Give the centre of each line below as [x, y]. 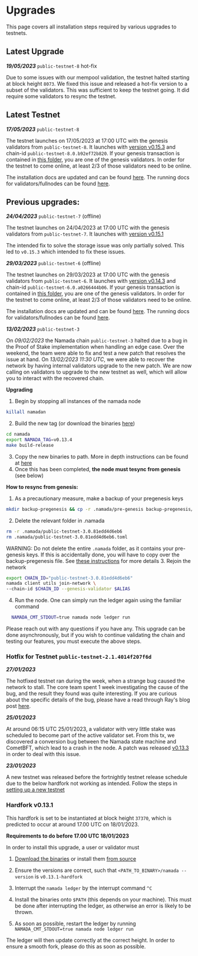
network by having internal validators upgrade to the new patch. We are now [99, 366]
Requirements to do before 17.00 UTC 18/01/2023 [68, 836]
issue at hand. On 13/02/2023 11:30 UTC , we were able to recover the [90, 359]
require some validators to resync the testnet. [61, 96]
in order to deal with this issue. [43, 754]
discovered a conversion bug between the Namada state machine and [91, 742]
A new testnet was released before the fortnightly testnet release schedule [97, 777]
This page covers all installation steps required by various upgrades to [91, 27]
